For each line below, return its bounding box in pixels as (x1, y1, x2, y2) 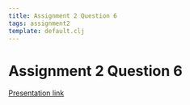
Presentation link (8, 88, 65, 98)
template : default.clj (8, 27, 85, 35)
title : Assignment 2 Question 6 (8, 11, 117, 20)
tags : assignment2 (8, 19, 70, 27)
